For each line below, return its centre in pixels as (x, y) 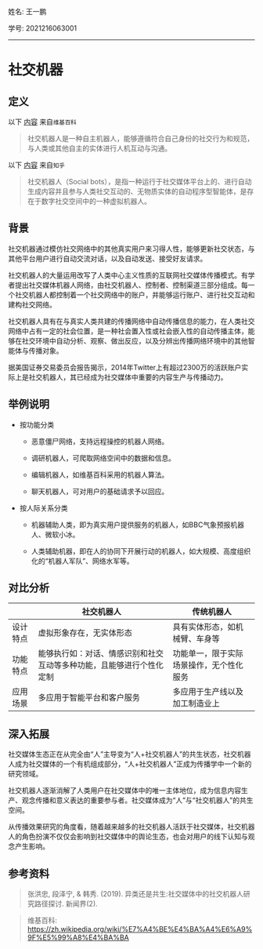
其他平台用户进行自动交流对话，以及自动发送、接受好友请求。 (108, 258)
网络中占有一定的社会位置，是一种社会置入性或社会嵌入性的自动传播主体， (128, 331)
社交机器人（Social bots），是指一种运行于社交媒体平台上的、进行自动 (139, 182)
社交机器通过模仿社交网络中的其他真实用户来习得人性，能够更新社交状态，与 (131, 249)
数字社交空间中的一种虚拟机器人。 (96, 201)
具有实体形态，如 (204, 627)
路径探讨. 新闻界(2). (66, 904)
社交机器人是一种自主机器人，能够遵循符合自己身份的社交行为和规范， (141, 138)
